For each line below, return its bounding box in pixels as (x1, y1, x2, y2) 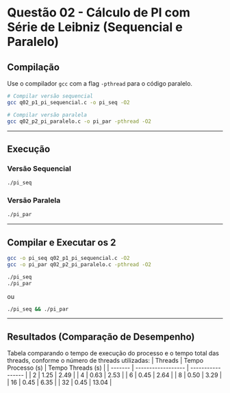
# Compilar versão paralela (7, 111, 88, 118)
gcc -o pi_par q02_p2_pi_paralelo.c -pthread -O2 (7, 261, 152, 268)
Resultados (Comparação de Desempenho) (7, 331, 195, 342)
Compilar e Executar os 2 (7, 237, 116, 248)
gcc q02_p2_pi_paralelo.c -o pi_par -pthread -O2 (7, 118, 152, 125)
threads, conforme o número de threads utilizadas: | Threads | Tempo (7, 357, 204, 365)
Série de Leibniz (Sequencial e (7, 19, 183, 35)
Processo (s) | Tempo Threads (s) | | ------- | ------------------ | (7, 364, 190, 372)
